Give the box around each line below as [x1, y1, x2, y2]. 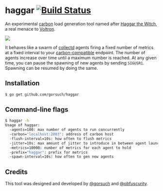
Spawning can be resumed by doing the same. [5, 65, 98, 71]
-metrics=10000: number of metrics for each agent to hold [9, 145, 131, 150]
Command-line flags [5, 106, 69, 114]
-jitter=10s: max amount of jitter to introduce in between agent [9, 141, 147, 145]
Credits [5, 168, 28, 176]
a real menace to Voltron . [5, 26, 56, 32]
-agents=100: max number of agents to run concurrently [9, 127, 125, 132]
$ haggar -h [5, 118, 29, 123]
